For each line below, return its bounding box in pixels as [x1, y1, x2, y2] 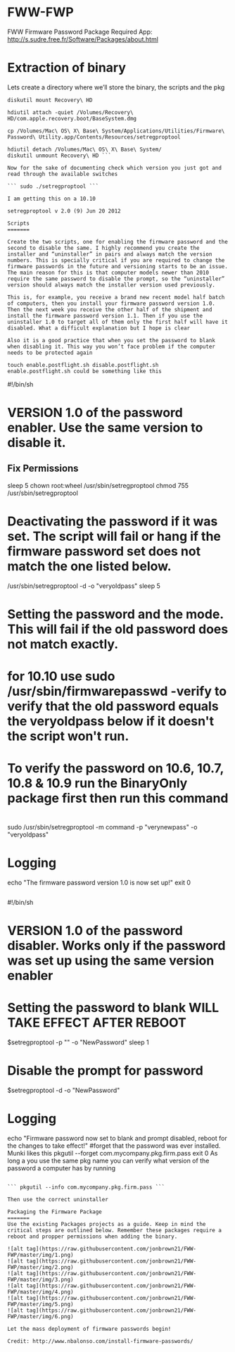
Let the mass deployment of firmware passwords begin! [7, 1325, 172, 1332]
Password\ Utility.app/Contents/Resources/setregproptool [7, 133, 181, 141]
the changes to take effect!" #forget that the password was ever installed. [7, 1141, 221, 1150]
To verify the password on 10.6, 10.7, [7, 760, 224, 777]
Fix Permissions [7, 463, 79, 475]
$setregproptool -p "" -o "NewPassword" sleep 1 [7, 1038, 149, 1046]
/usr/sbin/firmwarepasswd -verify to [7, 684, 227, 699]
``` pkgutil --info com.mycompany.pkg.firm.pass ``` [7, 1184, 165, 1191]
